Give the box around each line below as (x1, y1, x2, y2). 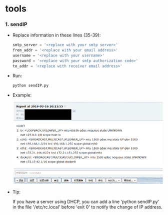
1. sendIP (5, 21, 27, 28)
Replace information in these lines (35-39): (12, 32, 101, 38)
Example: (12, 92, 32, 98)
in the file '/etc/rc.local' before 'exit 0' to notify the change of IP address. (12, 203, 162, 210)
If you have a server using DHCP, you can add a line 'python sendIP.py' (12, 198, 159, 204)
